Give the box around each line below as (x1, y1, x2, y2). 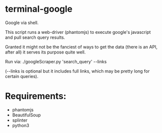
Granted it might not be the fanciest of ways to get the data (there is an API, (5, 44, 158, 50)
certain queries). (5, 73, 39, 79)
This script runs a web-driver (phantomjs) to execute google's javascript (5, 29, 151, 35)
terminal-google (5, 3, 72, 15)
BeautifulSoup (12, 112, 41, 118)
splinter (12, 117, 28, 123)
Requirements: (5, 91, 67, 102)
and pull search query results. (5, 34, 65, 40)
